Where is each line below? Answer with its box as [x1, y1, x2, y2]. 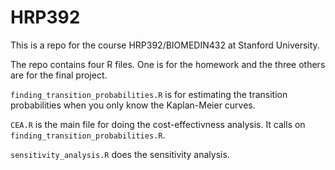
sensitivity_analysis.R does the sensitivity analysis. [10, 148, 230, 160]
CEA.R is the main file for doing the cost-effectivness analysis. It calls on [10, 118, 306, 130]
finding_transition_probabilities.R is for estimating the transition [10, 88, 288, 100]
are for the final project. [10, 69, 108, 81]
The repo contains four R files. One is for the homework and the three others [10, 58, 326, 70]
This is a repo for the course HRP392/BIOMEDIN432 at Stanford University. [10, 39, 320, 51]
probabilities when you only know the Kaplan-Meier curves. [10, 99, 256, 111]
